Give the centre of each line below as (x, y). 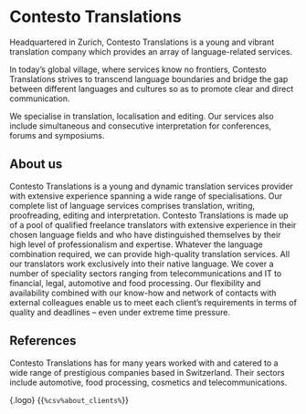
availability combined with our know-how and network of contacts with (143, 293)
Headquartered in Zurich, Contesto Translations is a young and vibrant (142, 42)
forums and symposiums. (57, 135)
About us (36, 165)
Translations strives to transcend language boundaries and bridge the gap (149, 78)
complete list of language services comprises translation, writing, (132, 205)
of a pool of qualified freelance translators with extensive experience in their (153, 224)
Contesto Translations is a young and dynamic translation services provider (152, 186)
